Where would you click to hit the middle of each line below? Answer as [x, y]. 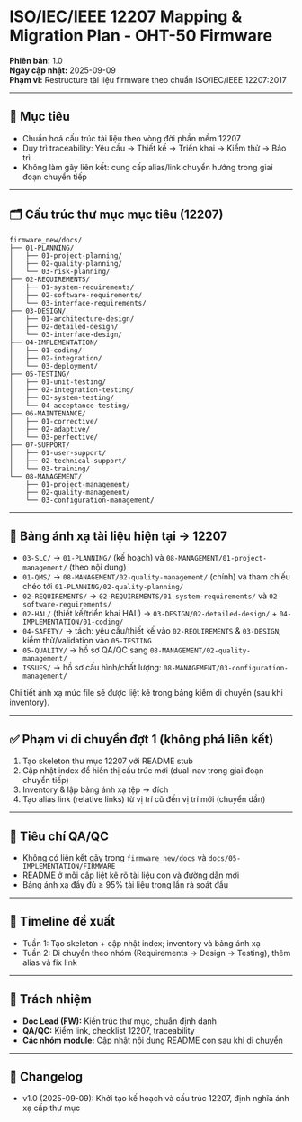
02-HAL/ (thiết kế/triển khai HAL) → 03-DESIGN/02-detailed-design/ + [150, 614]
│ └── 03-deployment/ [54, 366]
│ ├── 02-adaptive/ [50, 429]
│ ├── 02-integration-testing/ [72, 389]
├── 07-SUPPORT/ [40, 445]
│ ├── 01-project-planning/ [66, 255]
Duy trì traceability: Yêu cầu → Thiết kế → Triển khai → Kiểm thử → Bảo [154, 148]
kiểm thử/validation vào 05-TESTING [87, 641]
